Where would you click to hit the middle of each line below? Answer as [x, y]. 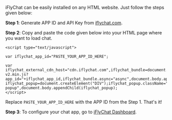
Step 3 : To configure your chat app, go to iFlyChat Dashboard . [71, 112]
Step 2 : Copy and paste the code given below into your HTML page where [84, 33]
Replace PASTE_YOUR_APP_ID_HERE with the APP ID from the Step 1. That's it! [84, 102]
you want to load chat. [29, 38]
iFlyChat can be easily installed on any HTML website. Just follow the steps [85, 7]
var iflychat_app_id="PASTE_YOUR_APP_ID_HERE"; [57, 56]
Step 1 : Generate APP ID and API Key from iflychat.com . [64, 23]
